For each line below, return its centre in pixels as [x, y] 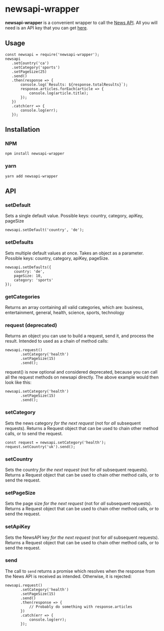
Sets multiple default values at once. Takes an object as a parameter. [75, 253]
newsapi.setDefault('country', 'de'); [45, 230]
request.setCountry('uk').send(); [40, 447]
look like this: [18, 382]
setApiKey [18, 527]
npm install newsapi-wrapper [35, 154]
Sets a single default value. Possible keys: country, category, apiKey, [74, 216]
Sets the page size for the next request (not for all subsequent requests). [79, 504]
